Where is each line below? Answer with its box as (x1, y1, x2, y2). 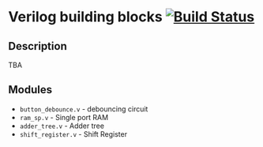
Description (8, 40, 67, 53)
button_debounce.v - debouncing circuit (19, 104, 148, 114)
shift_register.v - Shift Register (19, 129, 128, 138)
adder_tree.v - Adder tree (19, 121, 105, 130)
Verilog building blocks (8, 8, 163, 26)
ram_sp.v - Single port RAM (19, 112, 109, 122)
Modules (8, 83, 53, 96)
